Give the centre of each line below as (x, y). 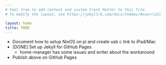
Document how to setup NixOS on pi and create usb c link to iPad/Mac (84, 42)
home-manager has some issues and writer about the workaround (87, 52)
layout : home (19, 23)
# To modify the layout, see (35, 14)
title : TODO (17, 28)
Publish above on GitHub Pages (44, 58)
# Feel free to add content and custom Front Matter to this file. (76, 10)
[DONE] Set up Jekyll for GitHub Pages (52, 47)
